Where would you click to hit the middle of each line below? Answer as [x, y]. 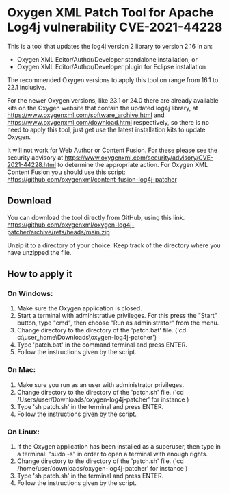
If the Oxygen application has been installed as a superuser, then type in [119, 447]
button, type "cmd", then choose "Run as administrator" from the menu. [118, 323]
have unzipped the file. [39, 252]
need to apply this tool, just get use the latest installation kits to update [106, 129]
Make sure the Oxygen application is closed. [79, 308]
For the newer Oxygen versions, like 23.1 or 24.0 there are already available [113, 100]
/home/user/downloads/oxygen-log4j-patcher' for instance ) [102, 469]
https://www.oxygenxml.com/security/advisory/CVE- [139, 157]
